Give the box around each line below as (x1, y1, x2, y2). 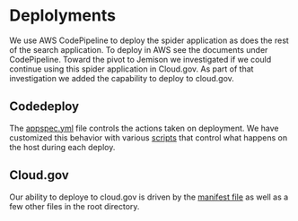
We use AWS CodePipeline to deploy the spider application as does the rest (9, 35, 289, 46)
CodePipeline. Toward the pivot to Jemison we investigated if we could (9, 54, 272, 64)
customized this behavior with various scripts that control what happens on (9, 132, 288, 143)
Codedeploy (9, 99, 79, 115)
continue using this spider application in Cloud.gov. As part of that (9, 64, 254, 74)
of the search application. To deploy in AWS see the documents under (9, 44, 268, 55)
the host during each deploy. (9, 141, 116, 152)
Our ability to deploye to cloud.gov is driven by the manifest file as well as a (9, 191, 289, 202)
